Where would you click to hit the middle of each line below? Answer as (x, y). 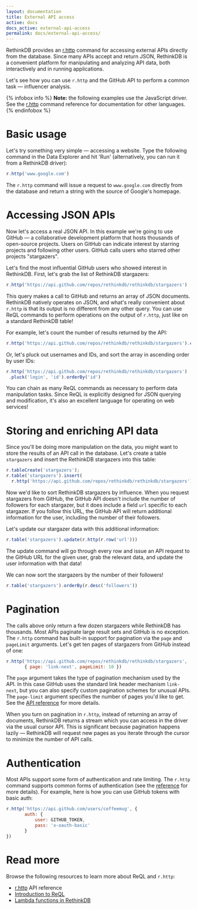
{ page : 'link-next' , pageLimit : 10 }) (73, 667)
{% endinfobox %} (28, 111)
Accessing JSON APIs (61, 215)
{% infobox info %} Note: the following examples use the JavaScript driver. (97, 98)
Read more (33, 860)
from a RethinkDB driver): (37, 163)
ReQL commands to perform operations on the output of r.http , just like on (97, 315)
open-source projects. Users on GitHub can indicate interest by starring (93, 244)
